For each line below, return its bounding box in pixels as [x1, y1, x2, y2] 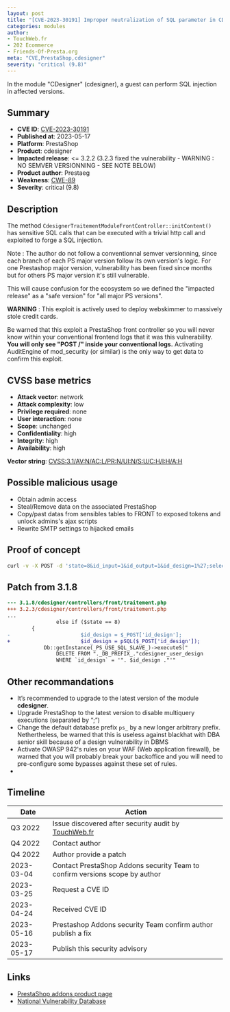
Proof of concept [7, 544, 81, 556]
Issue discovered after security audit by [52, 819, 180, 828]
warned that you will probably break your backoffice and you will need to [16, 752, 223, 760]
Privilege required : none [16, 407, 87, 415]
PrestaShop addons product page [16, 989, 113, 998]
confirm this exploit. [7, 354, 64, 363]
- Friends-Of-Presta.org [7, 49, 78, 56]
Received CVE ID [52, 904, 107, 914]
